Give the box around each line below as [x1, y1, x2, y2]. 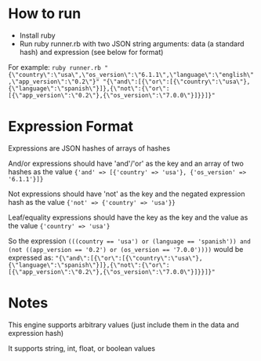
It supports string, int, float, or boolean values [8, 343, 155, 353]
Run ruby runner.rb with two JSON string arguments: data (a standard [19, 38, 245, 48]
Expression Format [8, 118, 133, 136]
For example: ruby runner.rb [8, 62, 102, 71]
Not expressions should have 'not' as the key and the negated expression [8, 189, 245, 199]
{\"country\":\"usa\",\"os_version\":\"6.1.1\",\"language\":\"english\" [8, 71, 255, 78]
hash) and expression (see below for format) [19, 47, 164, 57]
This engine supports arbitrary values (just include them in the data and [8, 319, 239, 330]
